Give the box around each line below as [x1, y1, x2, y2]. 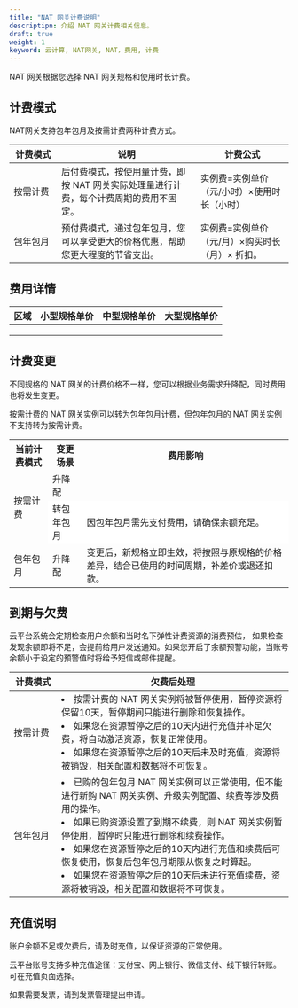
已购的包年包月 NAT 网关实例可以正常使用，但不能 [74, 777, 283, 789]
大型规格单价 [164, 309, 219, 322]
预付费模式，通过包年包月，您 [61, 222, 186, 234]
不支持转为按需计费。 [9, 419, 87, 430]
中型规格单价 [102, 309, 157, 322]
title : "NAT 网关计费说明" [9, 12, 101, 22]
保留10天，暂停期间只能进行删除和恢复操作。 [61, 707, 251, 719]
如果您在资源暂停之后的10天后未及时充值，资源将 [74, 746, 281, 759]
